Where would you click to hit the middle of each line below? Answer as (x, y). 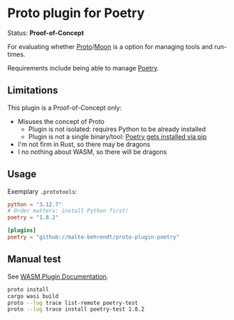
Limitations (33, 91)
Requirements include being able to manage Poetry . (83, 68)
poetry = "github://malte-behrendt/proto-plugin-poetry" (94, 237)
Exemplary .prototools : (42, 191)
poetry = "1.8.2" (33, 218)
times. (16, 54)
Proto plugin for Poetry (76, 13)
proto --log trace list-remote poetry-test (73, 303)
